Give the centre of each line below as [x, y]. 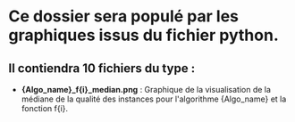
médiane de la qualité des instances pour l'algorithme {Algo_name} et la [154, 99]
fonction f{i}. [45, 108]
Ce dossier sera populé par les [123, 16]
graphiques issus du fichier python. [143, 35]
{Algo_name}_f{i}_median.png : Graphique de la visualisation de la [146, 89]
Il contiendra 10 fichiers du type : [102, 68]
